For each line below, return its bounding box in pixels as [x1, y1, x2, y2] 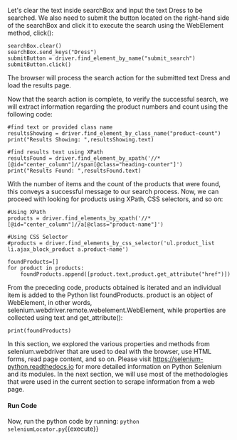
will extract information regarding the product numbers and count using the [7, 102, 228, 111]
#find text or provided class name [7, 124, 113, 131]
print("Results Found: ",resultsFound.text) [7, 167, 142, 174]
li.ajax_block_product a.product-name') [7, 246, 130, 253]
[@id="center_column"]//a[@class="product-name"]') [7, 221, 164, 228]
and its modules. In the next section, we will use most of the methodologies [7, 370, 228, 378]
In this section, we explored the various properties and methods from [7, 340, 210, 348]
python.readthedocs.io [7, 363, 75, 370]
